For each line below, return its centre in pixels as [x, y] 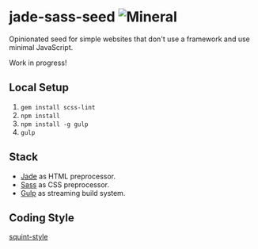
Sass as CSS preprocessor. [65, 184]
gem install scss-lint [58, 107]
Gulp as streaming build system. [73, 193]
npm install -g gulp [54, 124]
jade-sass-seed [62, 17]
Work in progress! [38, 63]
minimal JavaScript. [41, 47]
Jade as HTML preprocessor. [68, 176]
